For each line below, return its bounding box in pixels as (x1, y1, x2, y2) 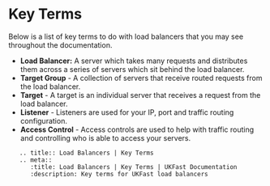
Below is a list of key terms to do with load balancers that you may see (8, 32, 244, 41)
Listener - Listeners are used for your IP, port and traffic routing (19, 107, 234, 117)
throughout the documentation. (8, 40, 113, 49)
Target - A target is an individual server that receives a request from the (19, 90, 261, 99)
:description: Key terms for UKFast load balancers (29, 170, 208, 178)
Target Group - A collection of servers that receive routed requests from (19, 73, 263, 82)
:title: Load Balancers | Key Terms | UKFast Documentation (29, 163, 238, 171)
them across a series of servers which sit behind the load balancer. (19, 64, 245, 74)
